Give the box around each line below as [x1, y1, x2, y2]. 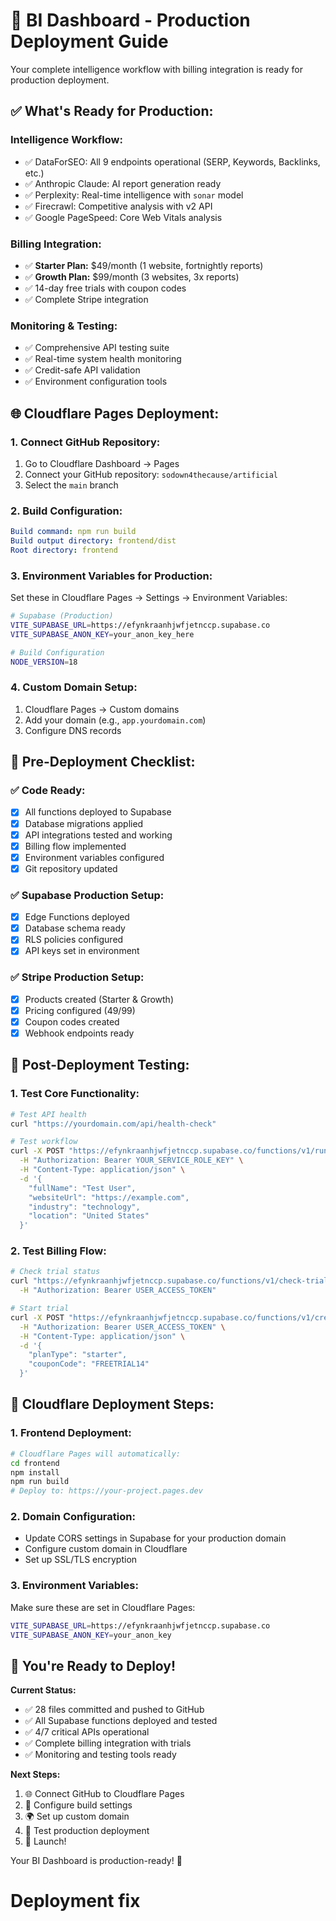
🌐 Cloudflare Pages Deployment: [10, 405, 220, 422]
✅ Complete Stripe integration [24, 293, 149, 305]
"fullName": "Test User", [28, 1183, 137, 1193]
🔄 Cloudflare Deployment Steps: [10, 1396, 215, 1413]
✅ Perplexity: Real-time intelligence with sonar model [24, 189, 244, 201]
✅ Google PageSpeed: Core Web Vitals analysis [24, 211, 223, 223]
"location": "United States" [28, 1211, 150, 1221]
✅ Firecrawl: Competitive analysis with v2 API [24, 200, 213, 212]
